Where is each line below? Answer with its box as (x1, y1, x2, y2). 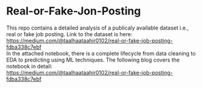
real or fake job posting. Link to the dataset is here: (6, 30, 133, 37)
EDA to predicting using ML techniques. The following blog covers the (6, 56, 180, 63)
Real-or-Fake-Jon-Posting (6, 4, 141, 18)
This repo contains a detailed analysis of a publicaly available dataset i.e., (6, 24, 189, 31)
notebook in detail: (6, 62, 52, 70)
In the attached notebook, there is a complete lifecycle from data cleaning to (6, 49, 196, 57)
